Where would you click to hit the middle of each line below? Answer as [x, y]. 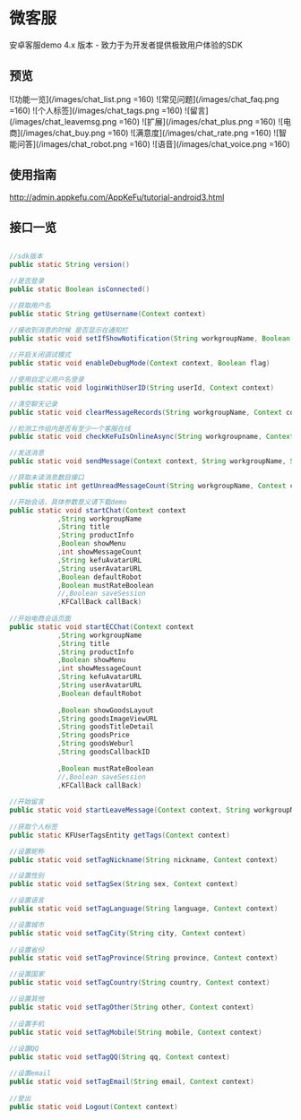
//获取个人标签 [34, 827]
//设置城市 [27, 925]
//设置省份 [27, 950]
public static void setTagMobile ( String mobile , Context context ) [136, 1032]
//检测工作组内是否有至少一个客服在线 [70, 428]
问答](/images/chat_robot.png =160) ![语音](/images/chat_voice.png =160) [154, 143]
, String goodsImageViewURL [107, 719]
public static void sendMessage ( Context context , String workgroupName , [148, 461]
